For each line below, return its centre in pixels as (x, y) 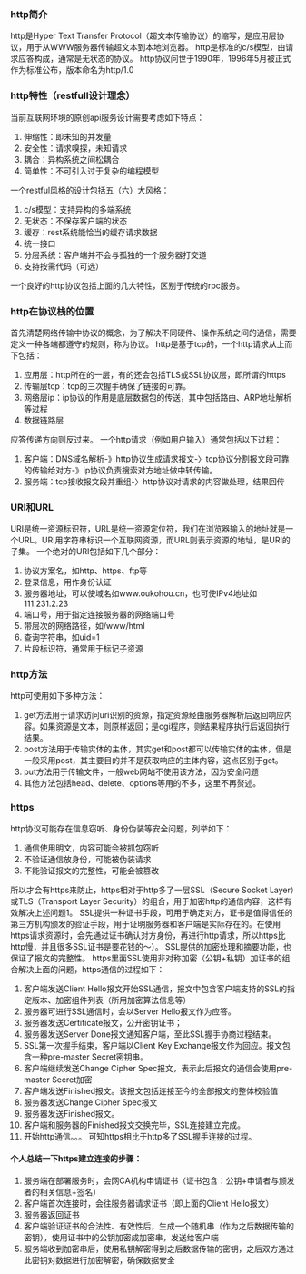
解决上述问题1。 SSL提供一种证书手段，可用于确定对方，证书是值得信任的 (155, 912)
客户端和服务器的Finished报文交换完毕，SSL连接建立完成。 (134, 1125)
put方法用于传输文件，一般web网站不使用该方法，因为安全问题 (141, 772)
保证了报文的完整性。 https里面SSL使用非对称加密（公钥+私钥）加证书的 (146, 958)
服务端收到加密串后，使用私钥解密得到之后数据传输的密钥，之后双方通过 (158, 1249)
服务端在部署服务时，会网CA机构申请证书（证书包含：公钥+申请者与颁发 (159, 1180)
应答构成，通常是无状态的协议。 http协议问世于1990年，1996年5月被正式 (154, 59)
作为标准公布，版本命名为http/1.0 (72, 70)
